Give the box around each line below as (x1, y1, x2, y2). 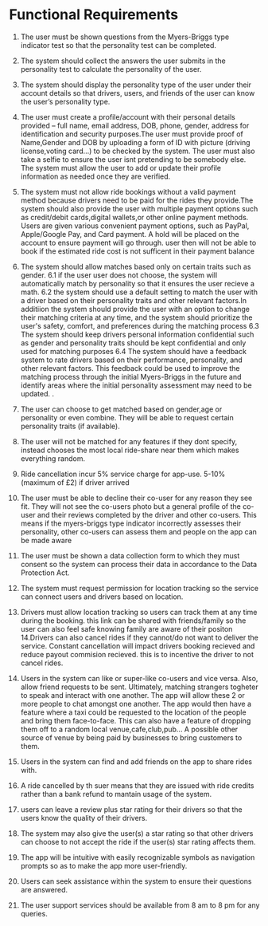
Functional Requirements (9, 6, 178, 24)
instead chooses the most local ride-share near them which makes (20, 445, 239, 455)
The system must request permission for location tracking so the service (20, 583, 259, 593)
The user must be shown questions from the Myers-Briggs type (20, 32, 230, 41)
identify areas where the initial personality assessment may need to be (20, 380, 253, 390)
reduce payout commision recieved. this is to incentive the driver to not (20, 649, 254, 659)
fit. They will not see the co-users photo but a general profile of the (20, 501, 241, 511)
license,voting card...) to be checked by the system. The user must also (20, 146, 255, 156)
